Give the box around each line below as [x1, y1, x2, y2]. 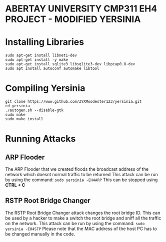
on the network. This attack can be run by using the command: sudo [5, 220, 145, 226]
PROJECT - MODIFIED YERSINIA [5, 13, 141, 25]
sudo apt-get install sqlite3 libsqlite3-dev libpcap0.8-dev [5, 62, 135, 67]
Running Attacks [5, 133, 76, 145]
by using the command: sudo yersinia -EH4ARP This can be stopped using [5, 177, 158, 183]
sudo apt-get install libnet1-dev [5, 53, 77, 58]
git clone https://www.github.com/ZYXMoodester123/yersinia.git [5, 99, 142, 104]
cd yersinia [5, 103, 30, 109]
